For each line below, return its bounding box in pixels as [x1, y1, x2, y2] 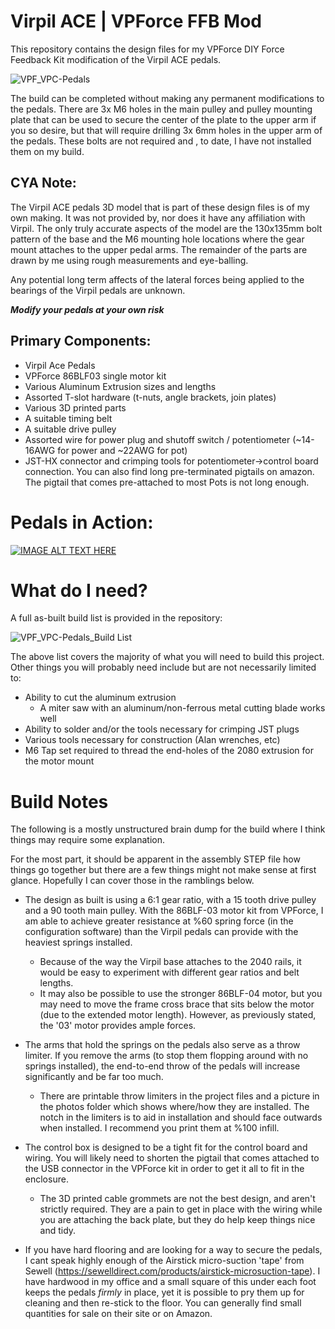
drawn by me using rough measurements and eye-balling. [10, 254, 249, 266]
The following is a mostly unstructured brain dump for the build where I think [10, 823, 326, 835]
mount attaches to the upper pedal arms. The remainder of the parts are [10, 243, 308, 255]
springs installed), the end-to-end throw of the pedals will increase [24, 1060, 301, 1072]
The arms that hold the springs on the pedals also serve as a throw [24, 1039, 301, 1051]
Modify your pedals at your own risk [10, 303, 165, 315]
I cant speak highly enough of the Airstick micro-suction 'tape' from [24, 1255, 305, 1267]
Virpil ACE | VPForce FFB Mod [10, 10, 262, 33]
